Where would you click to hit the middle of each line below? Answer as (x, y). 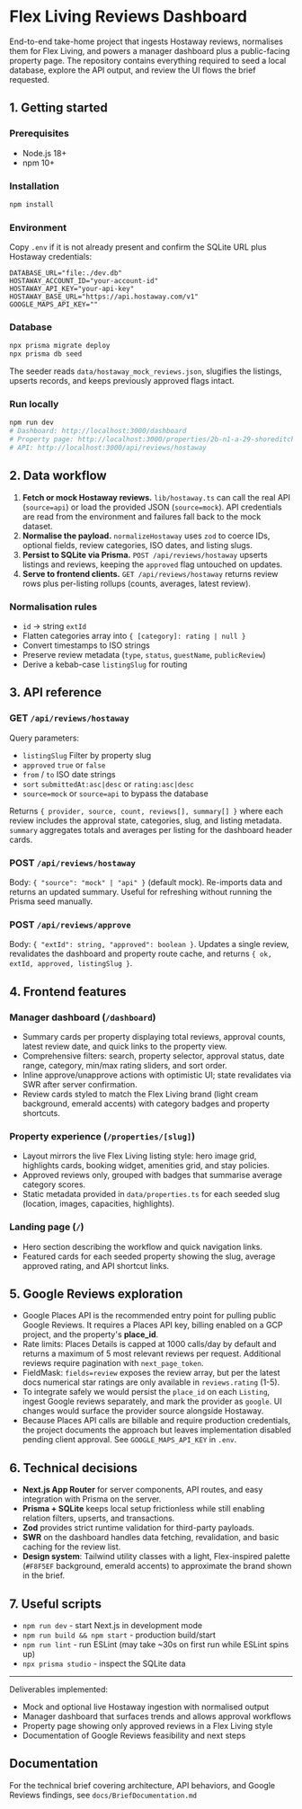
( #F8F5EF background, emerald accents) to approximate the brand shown (157, 1566)
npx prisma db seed (46, 354)
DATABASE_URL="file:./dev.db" (66, 273)
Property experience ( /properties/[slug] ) (102, 1136)
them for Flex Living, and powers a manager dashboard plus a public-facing (150, 50)
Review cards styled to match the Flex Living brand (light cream (140, 1095)
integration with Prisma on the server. (92, 1499)
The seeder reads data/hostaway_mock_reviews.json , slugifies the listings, (146, 371)
